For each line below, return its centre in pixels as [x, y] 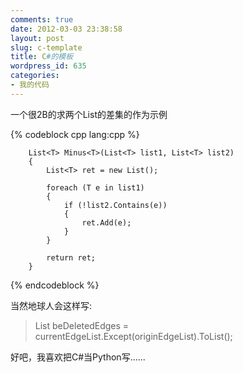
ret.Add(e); [106, 222]
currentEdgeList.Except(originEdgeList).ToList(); [133, 336]
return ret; [71, 257]
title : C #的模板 [42, 57]
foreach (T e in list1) [95, 187]
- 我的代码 [30, 85]
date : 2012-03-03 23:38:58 [66, 29]
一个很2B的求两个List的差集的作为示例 [89, 114]
